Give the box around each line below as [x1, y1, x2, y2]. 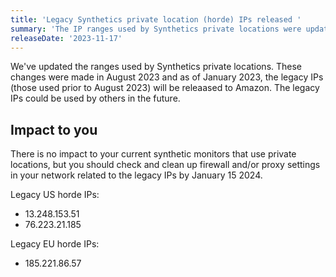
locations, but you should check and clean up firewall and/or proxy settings [10, 159, 321, 171]
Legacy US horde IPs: [10, 189, 100, 201]
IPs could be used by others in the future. [10, 92, 181, 105]
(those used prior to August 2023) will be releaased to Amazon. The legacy [10, 82, 320, 94]
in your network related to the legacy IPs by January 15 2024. [10, 169, 263, 181]
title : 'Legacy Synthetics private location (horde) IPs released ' [10, 14, 302, 25]
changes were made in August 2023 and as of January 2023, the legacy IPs [10, 71, 324, 83]
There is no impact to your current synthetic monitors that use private [10, 148, 297, 160]
